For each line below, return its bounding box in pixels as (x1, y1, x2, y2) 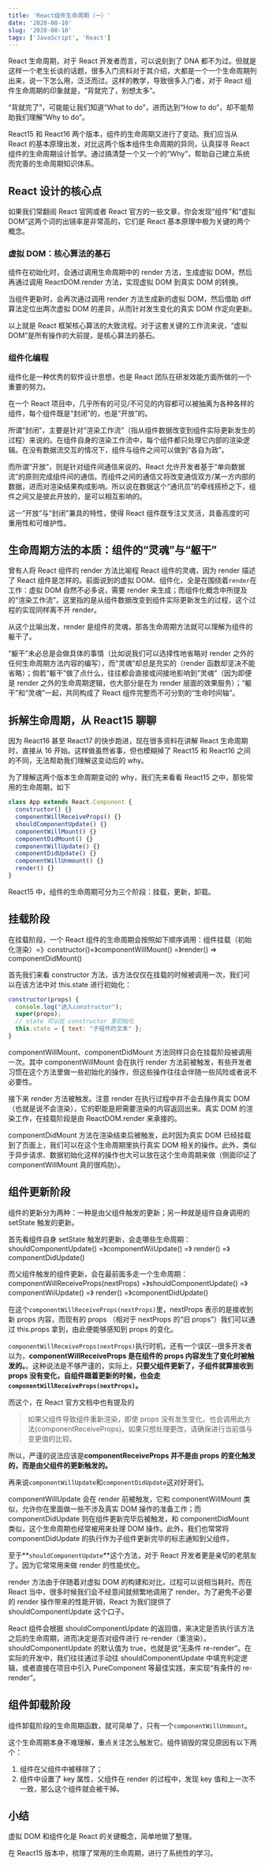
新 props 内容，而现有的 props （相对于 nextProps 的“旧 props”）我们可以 (8, 1314, 248, 1324)
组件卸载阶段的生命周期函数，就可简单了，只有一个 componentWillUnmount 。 (8, 1720, 252, 1730)
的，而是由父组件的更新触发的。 (8, 1461, 112, 1470)
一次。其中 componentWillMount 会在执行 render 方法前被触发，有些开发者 (8, 1057, 252, 1066)
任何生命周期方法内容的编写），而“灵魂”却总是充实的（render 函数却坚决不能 (8, 659, 256, 668)
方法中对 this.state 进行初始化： (28, 980, 132, 989)
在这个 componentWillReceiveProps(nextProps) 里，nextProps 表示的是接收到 (8, 1304, 254, 1314)
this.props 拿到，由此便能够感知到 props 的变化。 (17, 1324, 178, 1333)
